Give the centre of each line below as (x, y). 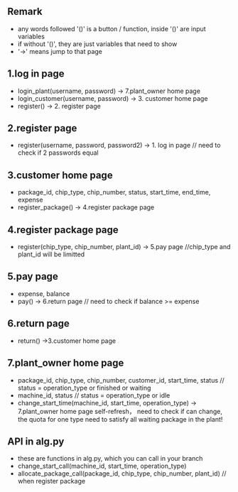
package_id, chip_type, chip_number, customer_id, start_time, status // (121, 380)
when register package (52, 481)
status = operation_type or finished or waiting (84, 388)
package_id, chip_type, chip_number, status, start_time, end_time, (114, 192)
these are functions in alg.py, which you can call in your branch (110, 459)
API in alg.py (36, 441)
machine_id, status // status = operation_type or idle (94, 395)
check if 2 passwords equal (58, 153)
